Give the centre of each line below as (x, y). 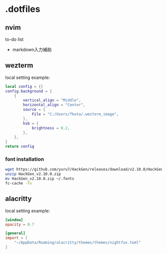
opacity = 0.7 (20, 224)
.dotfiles (23, 9)
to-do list (14, 39)
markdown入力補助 (32, 50)
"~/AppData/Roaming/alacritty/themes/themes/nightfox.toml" (78, 243)
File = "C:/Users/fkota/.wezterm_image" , (75, 114)
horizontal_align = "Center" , (54, 105)
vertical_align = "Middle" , (52, 100)
